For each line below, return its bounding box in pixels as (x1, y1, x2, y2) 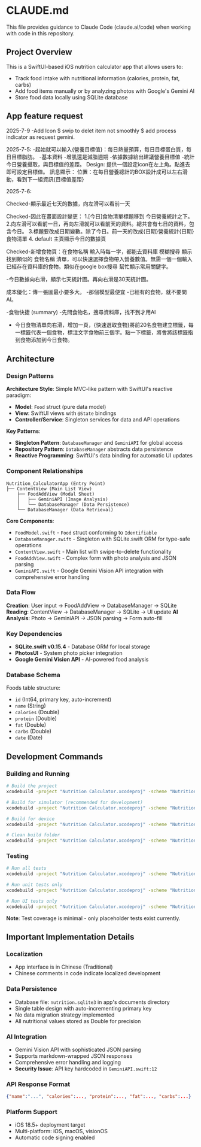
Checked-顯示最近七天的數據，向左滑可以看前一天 (6, 200, 130, 207)
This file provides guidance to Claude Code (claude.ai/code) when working (6, 23, 191, 31)
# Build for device (6, 815, 55, 822)
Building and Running (6, 769, 70, 778)
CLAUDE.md (6, 4, 69, 17)
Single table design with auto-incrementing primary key (14, 1005, 152, 1012)
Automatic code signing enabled (14, 1134, 95, 1141)
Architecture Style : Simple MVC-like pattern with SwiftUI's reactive (6, 386, 173, 393)
